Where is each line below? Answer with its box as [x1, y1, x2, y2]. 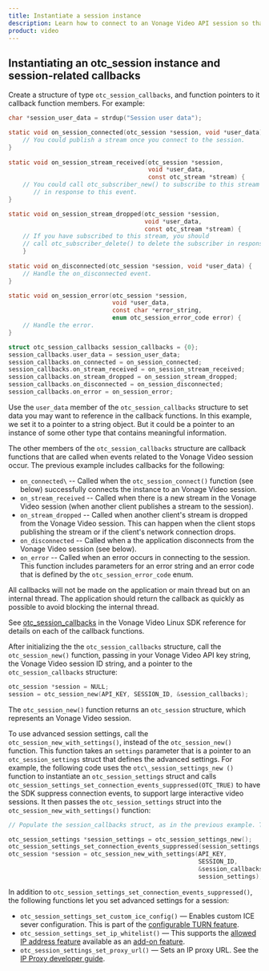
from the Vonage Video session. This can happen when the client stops [19, 518, 256, 528]
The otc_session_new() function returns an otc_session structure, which [8, 704, 247, 714]
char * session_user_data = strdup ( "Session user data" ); [8, 114, 203, 123]
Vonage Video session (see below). [19, 544, 138, 554]
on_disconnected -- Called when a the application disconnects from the [19, 535, 255, 545]
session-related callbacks [8, 69, 141, 83]
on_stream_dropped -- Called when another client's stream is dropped [19, 510, 248, 519]
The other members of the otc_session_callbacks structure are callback [8, 443, 247, 453]
